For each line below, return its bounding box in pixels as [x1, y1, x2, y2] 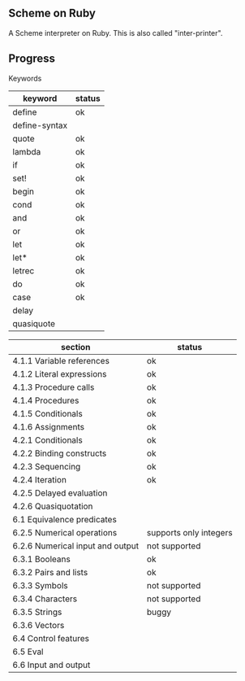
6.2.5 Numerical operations [12, 526, 118, 538]
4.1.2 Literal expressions [12, 368, 107, 379]
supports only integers [146, 526, 233, 538]
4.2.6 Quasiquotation [12, 500, 93, 512]
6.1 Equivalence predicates [12, 513, 118, 525]
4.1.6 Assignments [12, 421, 85, 432]
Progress [8, 52, 55, 66]
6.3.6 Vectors [12, 619, 65, 631]
